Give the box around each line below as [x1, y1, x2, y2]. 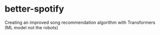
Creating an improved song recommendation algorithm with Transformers [4, 19, 156, 25]
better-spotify [4, 3, 64, 15]
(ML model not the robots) [4, 24, 58, 30]
